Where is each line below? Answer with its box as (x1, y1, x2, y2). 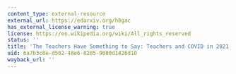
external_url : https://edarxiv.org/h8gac (7, 17, 131, 24)
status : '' (7, 37, 40, 44)
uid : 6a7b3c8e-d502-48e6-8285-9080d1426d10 (7, 50, 138, 57)
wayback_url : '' (7, 56, 55, 63)
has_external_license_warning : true (7, 23, 115, 30)
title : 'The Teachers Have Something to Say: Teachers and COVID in (7, 43, 213, 50)
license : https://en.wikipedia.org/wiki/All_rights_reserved (7, 30, 191, 37)
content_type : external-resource (7, 10, 106, 18)
